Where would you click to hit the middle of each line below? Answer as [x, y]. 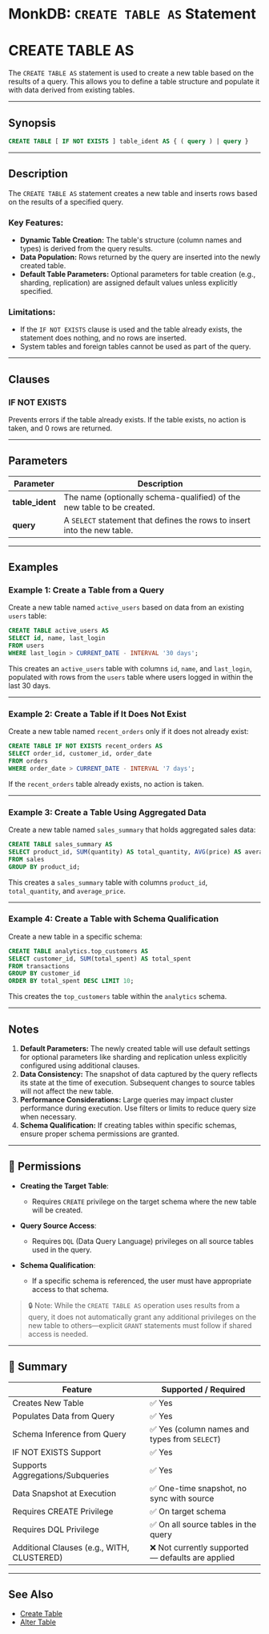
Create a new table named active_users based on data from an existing [126, 608]
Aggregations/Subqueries [61, 1475]
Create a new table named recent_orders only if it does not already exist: [128, 731]
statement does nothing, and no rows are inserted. [103, 338]
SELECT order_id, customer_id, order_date [80, 754]
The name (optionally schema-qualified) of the [152, 497]
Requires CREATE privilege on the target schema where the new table [144, 1201]
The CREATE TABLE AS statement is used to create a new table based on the [131, 73]
